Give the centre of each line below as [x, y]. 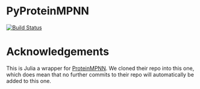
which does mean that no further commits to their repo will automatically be [100, 74]
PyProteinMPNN [48, 11]
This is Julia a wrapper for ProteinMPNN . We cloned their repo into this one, [100, 68]
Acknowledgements [58, 52]
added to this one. [29, 81]
